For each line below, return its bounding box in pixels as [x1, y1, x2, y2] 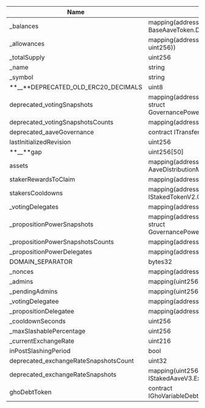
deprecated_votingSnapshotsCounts [9, 118, 114, 126]
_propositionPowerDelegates [9, 248, 93, 256]
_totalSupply [9, 53, 45, 62]
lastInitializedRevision [9, 138, 71, 146]
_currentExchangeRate [9, 337, 74, 345]
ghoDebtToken [9, 388, 52, 396]
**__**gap [9, 148, 42, 156]
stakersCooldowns [9, 189, 63, 197]
